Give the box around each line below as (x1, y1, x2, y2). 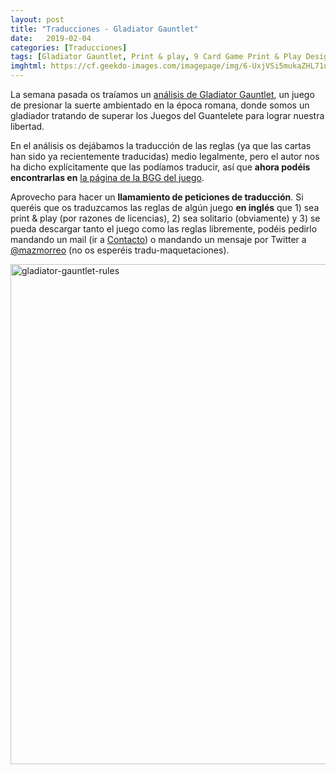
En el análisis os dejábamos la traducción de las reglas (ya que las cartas (10, 140, 312, 151)
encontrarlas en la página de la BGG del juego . (10, 172, 205, 183)
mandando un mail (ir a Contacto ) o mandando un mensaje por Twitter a (10, 234, 307, 245)
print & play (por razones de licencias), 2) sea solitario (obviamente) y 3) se (10, 212, 321, 224)
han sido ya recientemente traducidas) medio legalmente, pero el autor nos (10, 151, 320, 162)
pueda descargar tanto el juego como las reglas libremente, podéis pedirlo (10, 223, 318, 235)
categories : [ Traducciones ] (10, 42, 128, 53)
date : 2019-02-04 (10, 33, 92, 43)
